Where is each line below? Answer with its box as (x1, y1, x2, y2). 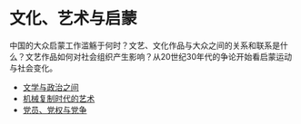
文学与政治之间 (22, 81, 79, 92)
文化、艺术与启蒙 (9, 8, 138, 29)
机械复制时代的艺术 (22, 92, 95, 104)
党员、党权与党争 (22, 104, 87, 115)
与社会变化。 (9, 62, 57, 73)
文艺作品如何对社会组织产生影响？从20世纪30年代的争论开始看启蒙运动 (25, 51, 293, 62)
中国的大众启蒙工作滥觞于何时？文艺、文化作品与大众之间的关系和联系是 (9, 40, 280, 51)
